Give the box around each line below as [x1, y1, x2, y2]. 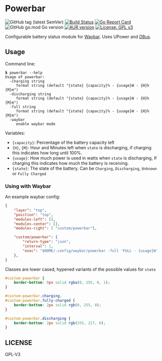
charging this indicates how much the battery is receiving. [12, 160, 129, 166]
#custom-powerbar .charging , [5, 294, 62, 299]
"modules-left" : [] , [14, 217, 56, 222]
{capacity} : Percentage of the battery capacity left [12, 140, 115, 145]
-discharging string [9, 91, 51, 97]
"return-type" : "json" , [22, 240, 71, 244]
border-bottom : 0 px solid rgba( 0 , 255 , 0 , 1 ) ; [14, 280, 110, 285]
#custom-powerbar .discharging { [5, 316, 71, 321]
